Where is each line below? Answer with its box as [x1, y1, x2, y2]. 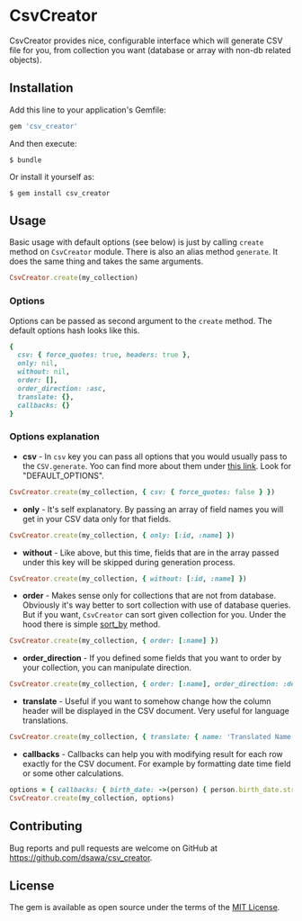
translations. [22, 715, 69, 726]
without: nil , [17, 367, 70, 376]
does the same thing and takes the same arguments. [9, 256, 204, 266]
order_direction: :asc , [17, 384, 106, 393]
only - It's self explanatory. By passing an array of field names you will [22, 503, 284, 514]
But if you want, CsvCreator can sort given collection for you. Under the [22, 609, 287, 620]
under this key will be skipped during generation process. [22, 556, 235, 567]
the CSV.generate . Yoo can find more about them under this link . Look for [22, 460, 292, 471]
